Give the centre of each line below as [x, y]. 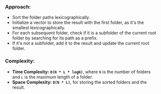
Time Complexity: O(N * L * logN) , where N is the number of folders [81, 72]
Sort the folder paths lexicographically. [51, 18]
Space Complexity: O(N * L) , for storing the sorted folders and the [80, 82]
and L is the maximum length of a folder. [52, 77]
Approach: [18, 7]
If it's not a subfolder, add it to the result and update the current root [81, 43]
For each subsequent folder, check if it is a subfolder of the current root [84, 33]
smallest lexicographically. [39, 28]
